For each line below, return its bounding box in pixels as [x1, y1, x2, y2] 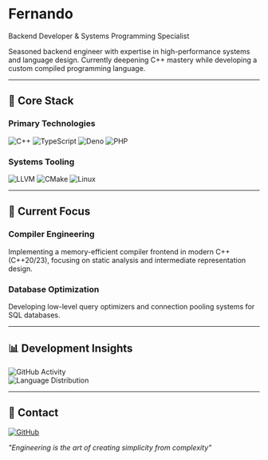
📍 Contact [8, 406, 59, 419]
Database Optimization [8, 284, 100, 295]
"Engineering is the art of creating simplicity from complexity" [8, 442, 212, 452]
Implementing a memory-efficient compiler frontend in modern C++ [8, 246, 231, 256]
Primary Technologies [8, 118, 96, 129]
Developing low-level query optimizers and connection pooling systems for [8, 301, 255, 311]
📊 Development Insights [8, 342, 133, 356]
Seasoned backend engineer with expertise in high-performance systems [8, 46, 250, 56]
